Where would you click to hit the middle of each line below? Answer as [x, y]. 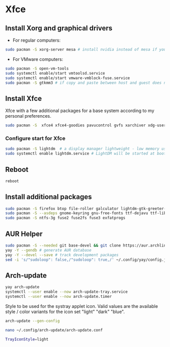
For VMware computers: [38, 59]
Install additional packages [49, 197]
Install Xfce [24, 98]
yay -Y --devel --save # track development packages [62, 255]
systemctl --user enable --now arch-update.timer [59, 297]
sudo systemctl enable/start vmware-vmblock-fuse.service [68, 78]
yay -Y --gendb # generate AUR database [49, 250]
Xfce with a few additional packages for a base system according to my [80, 111]
